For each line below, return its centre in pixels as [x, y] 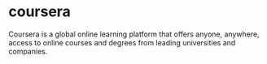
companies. [28, 51]
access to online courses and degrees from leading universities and [122, 42]
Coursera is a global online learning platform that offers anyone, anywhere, [134, 34]
